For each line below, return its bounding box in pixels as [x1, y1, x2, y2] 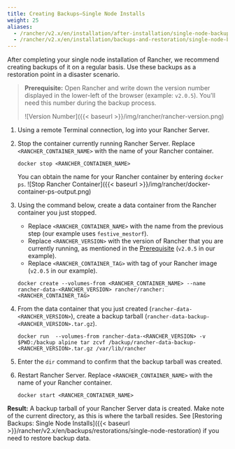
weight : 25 [7, 17, 39, 24]
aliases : [7, 23, 33, 30]
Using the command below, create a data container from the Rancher [17, 201, 217, 210]
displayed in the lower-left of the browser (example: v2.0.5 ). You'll [24, 92, 215, 100]
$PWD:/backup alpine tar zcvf [17, 339, 106, 346]
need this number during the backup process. [24, 99, 157, 107]
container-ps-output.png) [17, 187, 92, 196]
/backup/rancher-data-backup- [108, 339, 197, 346]
